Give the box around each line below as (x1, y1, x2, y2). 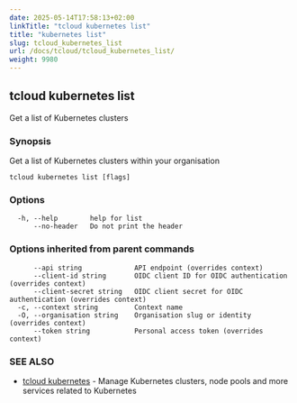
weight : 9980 (9, 55, 58, 64)
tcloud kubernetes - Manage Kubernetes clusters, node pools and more (22, 376, 289, 386)
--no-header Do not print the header (32, 222, 183, 231)
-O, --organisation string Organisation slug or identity (17, 310, 252, 320)
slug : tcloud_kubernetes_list (9, 38, 123, 48)
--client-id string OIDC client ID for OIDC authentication (32, 271, 288, 280)
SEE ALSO (9, 355, 55, 368)
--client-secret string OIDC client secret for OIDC (32, 287, 244, 296)
